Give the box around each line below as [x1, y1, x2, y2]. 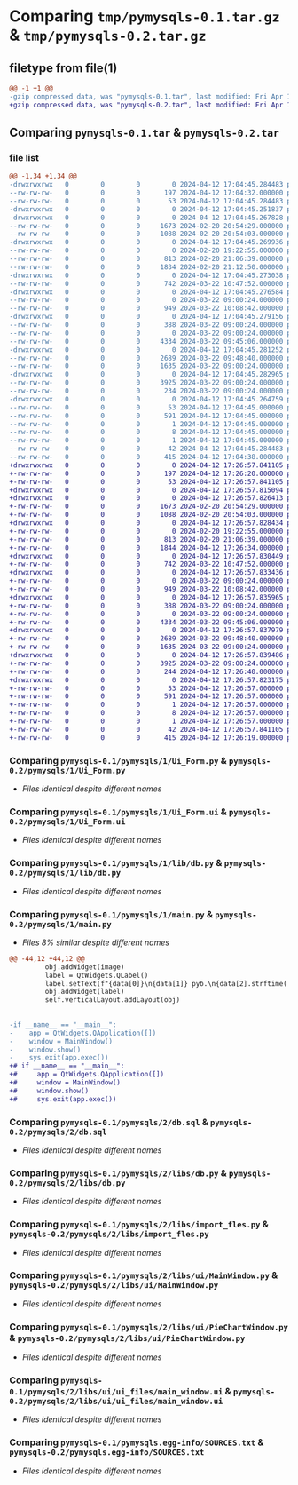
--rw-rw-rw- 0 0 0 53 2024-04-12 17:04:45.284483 [9, 196, 284, 205]
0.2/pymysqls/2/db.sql [9, 1126, 107, 1137]
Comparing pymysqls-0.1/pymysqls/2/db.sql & [9, 1116, 208, 1128]
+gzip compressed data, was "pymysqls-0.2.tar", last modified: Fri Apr [9, 100, 284, 109]
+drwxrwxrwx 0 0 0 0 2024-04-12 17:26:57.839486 [9, 651, 284, 660]
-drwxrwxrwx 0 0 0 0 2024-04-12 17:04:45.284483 [9, 180, 284, 189]
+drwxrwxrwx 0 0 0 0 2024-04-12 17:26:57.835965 [9, 592, 284, 601]
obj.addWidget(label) [44, 988, 125, 997]
